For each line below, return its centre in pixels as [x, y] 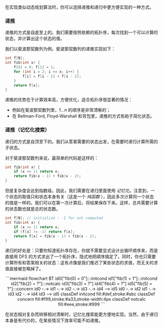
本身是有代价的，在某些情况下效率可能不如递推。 [54, 321]
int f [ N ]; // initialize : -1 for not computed [54, 218]
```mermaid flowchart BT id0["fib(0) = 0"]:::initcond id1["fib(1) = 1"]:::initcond [81, 278]
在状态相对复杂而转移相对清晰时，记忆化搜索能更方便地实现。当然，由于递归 [81, 314]
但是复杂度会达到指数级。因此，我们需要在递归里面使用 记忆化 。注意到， [78, 191]
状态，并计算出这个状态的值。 [35, 38]
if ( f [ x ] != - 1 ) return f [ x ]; [44, 232]
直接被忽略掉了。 [26, 269]
